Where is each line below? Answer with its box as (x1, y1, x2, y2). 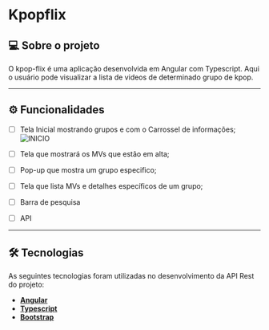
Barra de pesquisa (19, 198, 81, 207)
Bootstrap (19, 312, 54, 322)
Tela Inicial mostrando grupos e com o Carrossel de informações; (19, 124, 236, 134)
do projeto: (8, 279, 45, 289)
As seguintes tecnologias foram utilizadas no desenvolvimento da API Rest (8, 271, 255, 280)
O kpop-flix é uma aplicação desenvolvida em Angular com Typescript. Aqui (8, 64, 260, 73)
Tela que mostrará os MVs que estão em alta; (19, 149, 170, 158)
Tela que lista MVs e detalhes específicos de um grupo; (19, 181, 203, 190)
